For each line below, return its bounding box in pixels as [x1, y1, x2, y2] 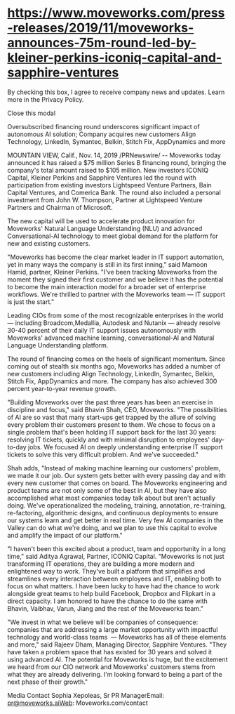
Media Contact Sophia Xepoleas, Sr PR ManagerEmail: [7, 691, 165, 699]
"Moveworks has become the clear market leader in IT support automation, [7, 253, 224, 261]
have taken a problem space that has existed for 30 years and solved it [7, 647, 213, 656]
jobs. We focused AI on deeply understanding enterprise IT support [27, 442, 223, 451]
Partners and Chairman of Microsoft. [7, 203, 114, 211]
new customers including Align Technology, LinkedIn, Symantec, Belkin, [7, 369, 215, 378]
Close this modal [7, 109, 56, 117]
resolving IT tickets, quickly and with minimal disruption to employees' [7, 435, 210, 444]
